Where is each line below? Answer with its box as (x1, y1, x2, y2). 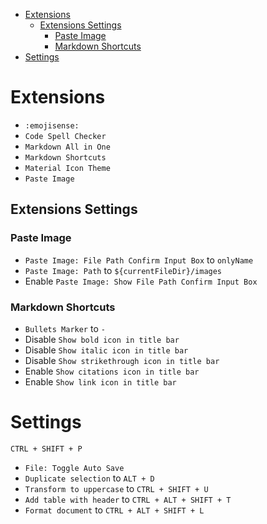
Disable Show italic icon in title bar (24, 344, 189, 356)
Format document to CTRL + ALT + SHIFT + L (24, 504, 205, 516)
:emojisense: (24, 120, 80, 131)
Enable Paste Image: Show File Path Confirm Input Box (24, 275, 258, 287)
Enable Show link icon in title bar (24, 375, 177, 388)
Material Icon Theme (24, 163, 111, 173)
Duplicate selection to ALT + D (24, 472, 155, 484)
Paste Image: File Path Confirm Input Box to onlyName (24, 254, 254, 266)
